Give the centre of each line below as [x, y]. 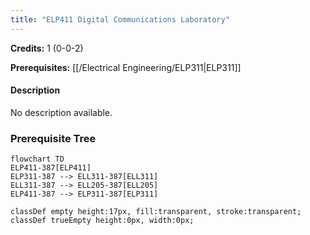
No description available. [61, 112]
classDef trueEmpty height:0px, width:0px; [102, 221]
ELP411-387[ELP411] [51, 168]
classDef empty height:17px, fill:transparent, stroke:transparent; [156, 212]
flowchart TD [37, 159]
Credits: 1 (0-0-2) [47, 48]
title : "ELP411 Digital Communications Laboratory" [120, 19]
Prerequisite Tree [53, 138]
